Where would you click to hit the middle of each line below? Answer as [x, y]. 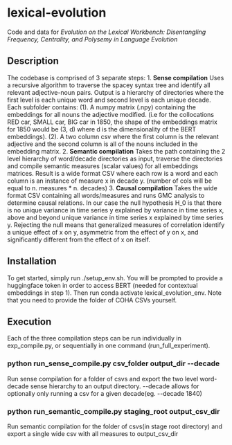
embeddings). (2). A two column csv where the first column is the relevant [113, 136]
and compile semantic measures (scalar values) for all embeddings [103, 166]
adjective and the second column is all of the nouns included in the [103, 144]
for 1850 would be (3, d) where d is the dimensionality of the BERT [102, 129]
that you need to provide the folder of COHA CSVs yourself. [92, 300]
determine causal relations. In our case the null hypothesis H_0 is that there [114, 203]
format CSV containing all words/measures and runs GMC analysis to [106, 195]
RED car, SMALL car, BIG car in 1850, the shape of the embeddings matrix [113, 122]
